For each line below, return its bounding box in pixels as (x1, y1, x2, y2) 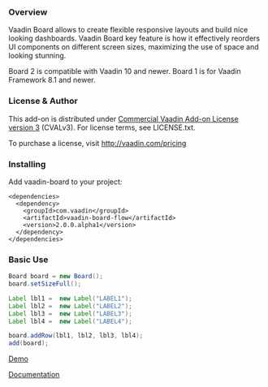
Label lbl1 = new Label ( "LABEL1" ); (8, 295, 132, 303)
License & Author (8, 96, 79, 107)
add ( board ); (8, 339, 49, 347)
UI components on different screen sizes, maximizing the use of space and (8, 42, 259, 52)
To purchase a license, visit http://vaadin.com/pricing (8, 138, 187, 148)
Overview (8, 6, 48, 18)
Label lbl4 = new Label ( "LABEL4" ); (8, 317, 132, 325)
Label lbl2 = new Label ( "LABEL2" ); (8, 302, 132, 310)
